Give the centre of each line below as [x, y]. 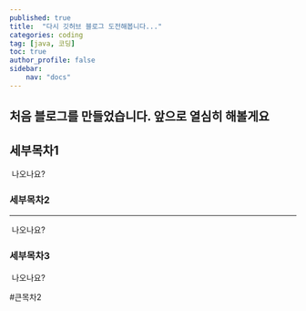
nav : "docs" [48, 78]
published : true [40, 18]
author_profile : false [52, 60]
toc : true [28, 52]
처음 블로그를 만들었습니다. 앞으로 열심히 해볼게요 [140, 116]
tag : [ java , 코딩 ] [42, 43]
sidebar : [26, 69]
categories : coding [46, 35]
